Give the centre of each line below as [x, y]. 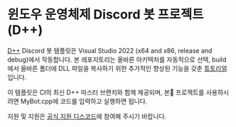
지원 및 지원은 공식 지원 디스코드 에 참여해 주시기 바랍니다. [87, 116]
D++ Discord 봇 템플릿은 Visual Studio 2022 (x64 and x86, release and [110, 50]
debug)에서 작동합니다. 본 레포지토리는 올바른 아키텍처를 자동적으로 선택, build [117, 59]
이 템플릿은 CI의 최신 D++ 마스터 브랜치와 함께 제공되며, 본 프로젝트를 [106, 92]
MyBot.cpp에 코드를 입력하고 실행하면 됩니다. [84, 101]
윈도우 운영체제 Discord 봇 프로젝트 [106, 15]
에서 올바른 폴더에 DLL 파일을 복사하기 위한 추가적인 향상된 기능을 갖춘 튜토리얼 [117, 68]
